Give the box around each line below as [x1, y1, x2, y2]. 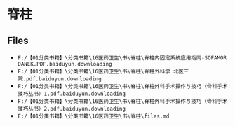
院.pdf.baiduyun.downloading [17, 76, 102, 83]
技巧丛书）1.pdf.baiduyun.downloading [17, 90, 126, 97]
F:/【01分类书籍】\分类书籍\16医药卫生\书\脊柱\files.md [17, 113, 170, 120]
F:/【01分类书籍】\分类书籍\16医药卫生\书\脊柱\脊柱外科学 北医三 [17, 68, 189, 75]
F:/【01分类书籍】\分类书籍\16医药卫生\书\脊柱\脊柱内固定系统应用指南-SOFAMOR [17, 55, 227, 62]
